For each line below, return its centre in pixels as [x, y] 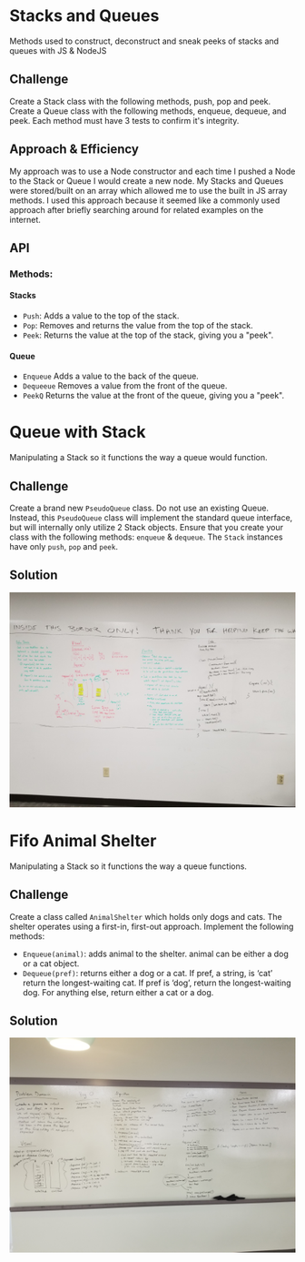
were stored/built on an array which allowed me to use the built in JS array [148, 190]
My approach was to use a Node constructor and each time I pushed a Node [152, 171]
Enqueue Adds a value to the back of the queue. [111, 376]
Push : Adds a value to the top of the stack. [101, 316]
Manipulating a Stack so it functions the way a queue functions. [128, 866]
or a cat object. [51, 963]
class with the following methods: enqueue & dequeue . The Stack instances [146, 537]
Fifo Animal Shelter [83, 841]
